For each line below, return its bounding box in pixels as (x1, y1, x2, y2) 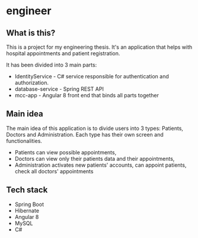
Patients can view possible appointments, (14, 148, 117, 156)
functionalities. (6, 137, 43, 144)
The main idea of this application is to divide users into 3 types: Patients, (6, 125, 184, 132)
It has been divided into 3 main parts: (6, 61, 97, 68)
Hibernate (14, 207, 40, 214)
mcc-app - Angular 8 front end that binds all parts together (14, 92, 159, 99)
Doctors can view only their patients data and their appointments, (14, 155, 175, 162)
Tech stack (6, 185, 48, 195)
